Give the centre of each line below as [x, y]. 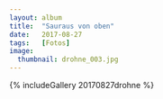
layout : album [36, 18]
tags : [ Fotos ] [40, 43]
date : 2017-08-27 [46, 34]
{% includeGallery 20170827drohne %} [82, 85]
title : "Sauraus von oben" [62, 26]
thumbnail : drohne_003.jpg [68, 59]
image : [22, 51]
